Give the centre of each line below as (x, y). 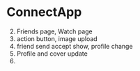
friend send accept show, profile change (75, 46)
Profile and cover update (52, 54)
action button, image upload (57, 38)
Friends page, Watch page (54, 31)
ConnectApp (44, 12)
